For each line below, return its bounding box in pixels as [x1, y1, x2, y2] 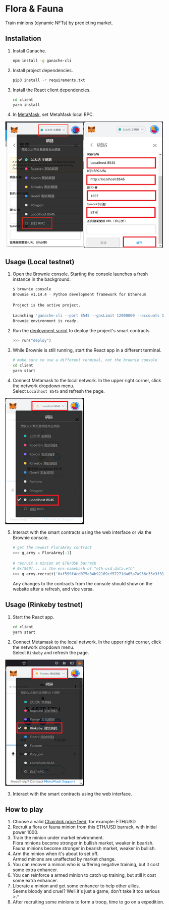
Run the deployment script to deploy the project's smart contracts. [12, 328, 151, 334]
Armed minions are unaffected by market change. [12, 856, 116, 862]
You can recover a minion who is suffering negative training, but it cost [12, 862, 160, 868]
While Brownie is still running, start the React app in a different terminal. [12, 347, 161, 353]
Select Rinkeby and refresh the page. [12, 649, 89, 655]
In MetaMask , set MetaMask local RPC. [12, 111, 94, 117]
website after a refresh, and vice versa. [12, 586, 94, 592]
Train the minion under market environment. [12, 835, 104, 841]
